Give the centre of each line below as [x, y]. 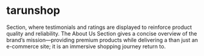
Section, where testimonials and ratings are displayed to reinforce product [99, 27]
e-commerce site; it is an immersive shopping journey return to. [86, 46]
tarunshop [33, 11]
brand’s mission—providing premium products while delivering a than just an [102, 40]
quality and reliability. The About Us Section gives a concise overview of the [102, 33]
